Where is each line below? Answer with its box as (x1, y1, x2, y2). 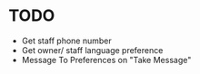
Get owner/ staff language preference (21, 44, 164, 55)
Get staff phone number (21, 35, 113, 46)
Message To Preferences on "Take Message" (21, 54, 192, 65)
